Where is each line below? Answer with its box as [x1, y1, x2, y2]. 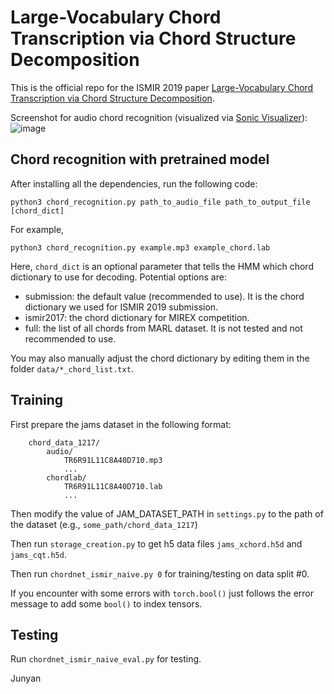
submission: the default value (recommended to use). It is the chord [24, 290, 305, 302]
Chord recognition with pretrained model [10, 151, 270, 168]
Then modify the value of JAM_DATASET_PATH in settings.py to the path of [10, 507, 324, 520]
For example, [10, 223, 65, 235]
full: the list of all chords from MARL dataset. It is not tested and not [24, 322, 303, 334]
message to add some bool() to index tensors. [10, 597, 203, 610]
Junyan [10, 672, 42, 685]
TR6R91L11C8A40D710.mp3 [63, 455, 163, 465]
